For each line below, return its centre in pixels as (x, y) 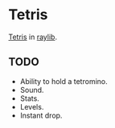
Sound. (32, 90)
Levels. (32, 106)
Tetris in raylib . (33, 37)
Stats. (30, 98)
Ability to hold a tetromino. (64, 81)
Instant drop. (41, 115)
